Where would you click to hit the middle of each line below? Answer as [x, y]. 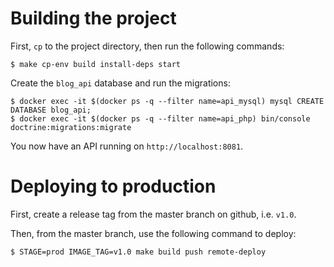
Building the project [93, 18]
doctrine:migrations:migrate [71, 127]
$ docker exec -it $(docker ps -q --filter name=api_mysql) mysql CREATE [167, 101]
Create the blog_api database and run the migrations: [120, 83]
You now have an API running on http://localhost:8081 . [127, 146]
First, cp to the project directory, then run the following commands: [147, 46]
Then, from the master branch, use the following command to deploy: [153, 233]
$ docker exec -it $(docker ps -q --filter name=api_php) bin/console [160, 118]
